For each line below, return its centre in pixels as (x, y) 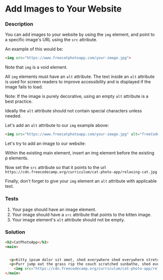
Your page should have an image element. (54, 209)
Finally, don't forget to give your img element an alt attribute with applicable (81, 181)
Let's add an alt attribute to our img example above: (57, 125)
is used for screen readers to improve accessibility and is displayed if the (78, 82)
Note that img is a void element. (36, 67)
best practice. (19, 101)
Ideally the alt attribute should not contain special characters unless (73, 111)
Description (19, 24)
